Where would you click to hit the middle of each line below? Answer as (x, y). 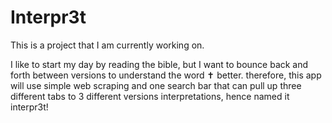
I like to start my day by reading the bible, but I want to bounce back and (159, 64)
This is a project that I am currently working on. (107, 45)
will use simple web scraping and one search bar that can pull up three (156, 85)
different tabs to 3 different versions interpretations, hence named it (150, 96)
